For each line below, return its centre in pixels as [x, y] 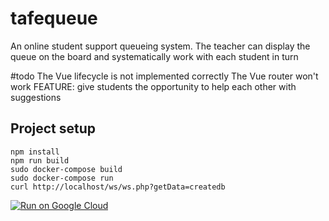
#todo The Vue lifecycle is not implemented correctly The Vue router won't [164, 76]
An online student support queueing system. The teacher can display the [160, 46]
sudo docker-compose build [66, 169]
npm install [35, 152]
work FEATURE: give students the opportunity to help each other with [153, 86]
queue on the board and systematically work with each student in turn [154, 56]
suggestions [36, 97]
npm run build [40, 160]
